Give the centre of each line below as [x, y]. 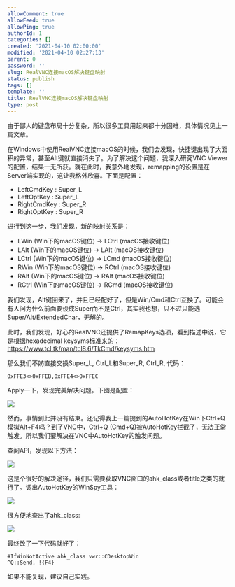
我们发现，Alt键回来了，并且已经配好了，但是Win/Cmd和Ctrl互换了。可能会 [116, 299]
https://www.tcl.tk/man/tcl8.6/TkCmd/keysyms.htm [81, 348]
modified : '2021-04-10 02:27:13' [56, 53]
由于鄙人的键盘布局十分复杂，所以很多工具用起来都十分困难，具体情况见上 [114, 125]
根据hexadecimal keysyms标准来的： [66, 341]
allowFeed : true [31, 20]
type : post [23, 105]
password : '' [26, 66]
